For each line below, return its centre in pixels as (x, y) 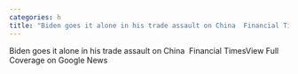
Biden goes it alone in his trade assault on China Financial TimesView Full (144, 50)
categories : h (35, 17)
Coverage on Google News (59, 60)
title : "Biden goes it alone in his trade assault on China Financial (144, 26)
